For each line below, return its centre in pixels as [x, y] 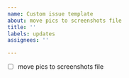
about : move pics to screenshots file [64, 21]
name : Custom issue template [50, 14]
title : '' [22, 27]
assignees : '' [28, 40]
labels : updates [31, 34]
